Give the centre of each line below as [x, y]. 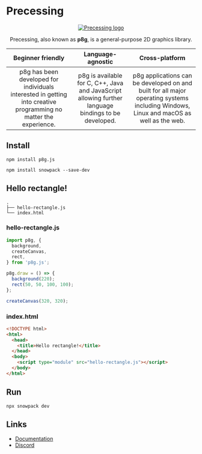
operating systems [162, 98]
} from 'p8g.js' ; [28, 262]
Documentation [34, 439]
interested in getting [39, 94]
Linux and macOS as [162, 113]
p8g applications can [162, 75]
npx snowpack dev [28, 406]
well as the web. [162, 120]
